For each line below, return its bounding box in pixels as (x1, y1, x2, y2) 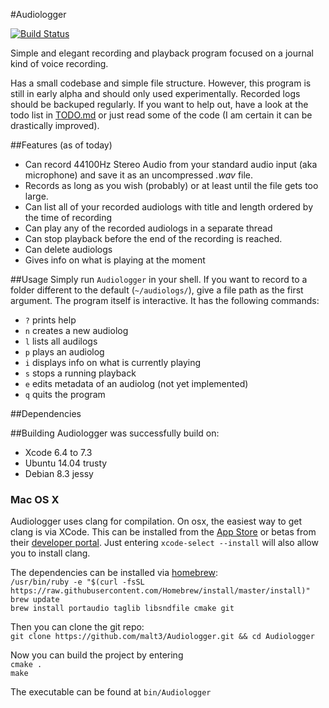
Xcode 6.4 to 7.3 (24, 447, 93, 458)
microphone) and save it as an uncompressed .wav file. (24, 169, 254, 181)
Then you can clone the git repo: (10, 621, 145, 633)
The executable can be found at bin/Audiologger (10, 686, 212, 698)
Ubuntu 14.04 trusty (24, 457, 108, 469)
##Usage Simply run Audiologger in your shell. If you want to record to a (10, 274, 308, 285)
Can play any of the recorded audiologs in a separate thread (24, 222, 273, 234)
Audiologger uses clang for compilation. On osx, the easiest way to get (10, 515, 302, 528)
